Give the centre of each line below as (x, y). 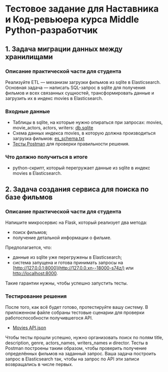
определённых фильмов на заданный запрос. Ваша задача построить (81, 354)
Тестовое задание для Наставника (82, 9)
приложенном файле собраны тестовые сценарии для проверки (75, 313)
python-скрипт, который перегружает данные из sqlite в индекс (81, 168)
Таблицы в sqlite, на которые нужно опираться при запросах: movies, (88, 122)
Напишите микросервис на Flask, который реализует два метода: (76, 222)
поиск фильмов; (30, 232)
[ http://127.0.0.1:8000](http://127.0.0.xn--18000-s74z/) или (73, 268)
